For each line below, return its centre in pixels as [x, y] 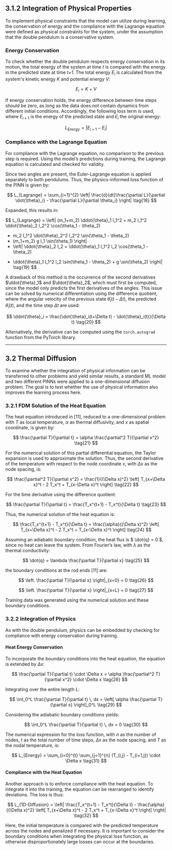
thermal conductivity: [28, 550]
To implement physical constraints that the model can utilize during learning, [86, 20]
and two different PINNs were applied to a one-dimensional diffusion [78, 381]
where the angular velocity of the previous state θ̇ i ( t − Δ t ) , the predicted [81, 299]
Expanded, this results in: [32, 210]
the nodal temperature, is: [33, 745]
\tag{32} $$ [86, 815]
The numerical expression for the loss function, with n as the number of [81, 734]
